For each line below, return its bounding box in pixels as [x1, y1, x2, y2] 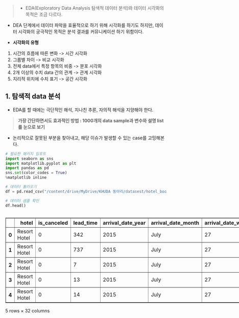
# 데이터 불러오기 [5, 184, 37, 189]
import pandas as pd [5, 165, 50, 170]
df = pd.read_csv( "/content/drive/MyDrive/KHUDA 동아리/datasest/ [5, 189, 147, 194]
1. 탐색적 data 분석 [5, 92, 61, 101]
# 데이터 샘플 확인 [5, 198, 39, 203]
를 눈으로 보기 [17, 124, 45, 130]
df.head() [5, 203, 27, 208]
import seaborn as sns [5, 156, 54, 161]
